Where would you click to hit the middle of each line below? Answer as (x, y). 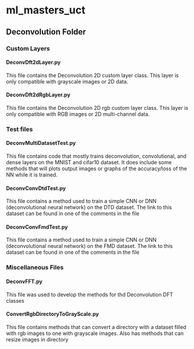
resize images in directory (37, 339)
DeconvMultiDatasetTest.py (41, 143)
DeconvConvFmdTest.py (37, 227)
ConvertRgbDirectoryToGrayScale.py (53, 314)
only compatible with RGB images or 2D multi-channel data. (78, 114)
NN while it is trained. (32, 175)
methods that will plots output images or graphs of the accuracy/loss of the (96, 169)
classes (15, 300)
